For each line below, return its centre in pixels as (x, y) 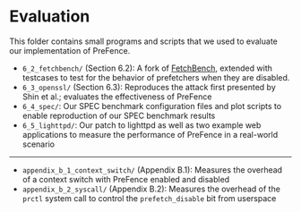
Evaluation (50, 17)
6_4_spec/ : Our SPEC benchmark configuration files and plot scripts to (152, 106)
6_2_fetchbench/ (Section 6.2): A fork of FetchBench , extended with (147, 68)
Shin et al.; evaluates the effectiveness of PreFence (117, 97)
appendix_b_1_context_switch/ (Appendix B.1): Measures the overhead (152, 170)
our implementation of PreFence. (70, 50)
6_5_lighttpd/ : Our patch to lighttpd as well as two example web (142, 125)
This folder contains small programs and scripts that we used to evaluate (143, 41)
